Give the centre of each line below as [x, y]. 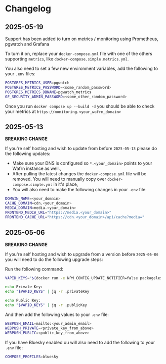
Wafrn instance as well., [37, 168]
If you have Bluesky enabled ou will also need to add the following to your [80, 342]
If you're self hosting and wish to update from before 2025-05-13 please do [81, 149]
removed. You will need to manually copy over [59, 179]
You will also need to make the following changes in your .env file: [79, 190]
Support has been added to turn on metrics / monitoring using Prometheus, [82, 39]
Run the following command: [34, 269]
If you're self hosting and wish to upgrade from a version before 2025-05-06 [82, 254]
